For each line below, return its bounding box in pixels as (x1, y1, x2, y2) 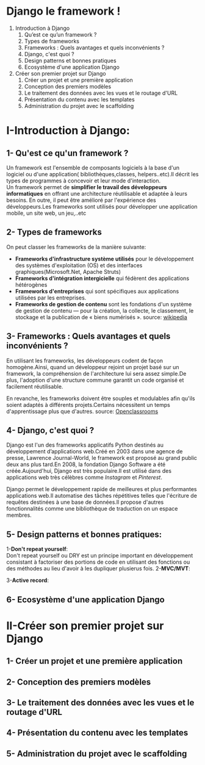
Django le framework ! (6, 4, 121, 18)
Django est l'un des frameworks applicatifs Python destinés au (6, 441, 164, 449)
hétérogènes (15, 281, 48, 288)
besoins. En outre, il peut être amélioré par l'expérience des (6, 196, 157, 204)
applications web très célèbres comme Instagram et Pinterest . (6, 474, 163, 481)
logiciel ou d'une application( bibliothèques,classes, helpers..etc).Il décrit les (6, 170, 199, 178)
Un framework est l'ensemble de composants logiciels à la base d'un (6, 163, 180, 171)
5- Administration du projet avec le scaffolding (6, 749, 187, 759)
